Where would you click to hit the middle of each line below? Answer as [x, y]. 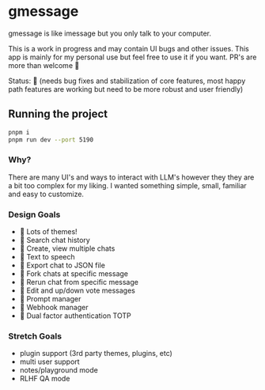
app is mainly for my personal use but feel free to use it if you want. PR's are [132, 57]
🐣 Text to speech [47, 257]
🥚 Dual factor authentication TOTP [76, 316]
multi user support [50, 362]
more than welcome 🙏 [44, 65]
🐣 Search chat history [55, 240]
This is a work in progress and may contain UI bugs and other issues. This [129, 48]
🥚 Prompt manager [50, 299]
